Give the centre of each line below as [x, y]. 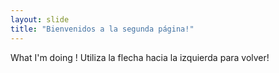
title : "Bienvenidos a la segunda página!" [102, 29]
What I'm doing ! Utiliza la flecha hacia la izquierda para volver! [140, 57]
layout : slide [40, 19]
